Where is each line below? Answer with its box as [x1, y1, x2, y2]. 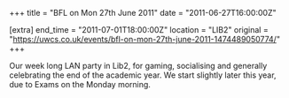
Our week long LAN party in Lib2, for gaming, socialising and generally [9, 61, 268, 71]
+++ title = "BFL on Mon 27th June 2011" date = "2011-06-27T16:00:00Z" [9, 8, 277, 18]
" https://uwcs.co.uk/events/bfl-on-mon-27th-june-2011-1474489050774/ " [9, 34, 281, 44]
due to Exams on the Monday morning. [9, 79, 151, 89]
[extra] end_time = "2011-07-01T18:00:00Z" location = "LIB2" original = [9, 25, 269, 34]
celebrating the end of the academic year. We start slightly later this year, [9, 70, 277, 80]
